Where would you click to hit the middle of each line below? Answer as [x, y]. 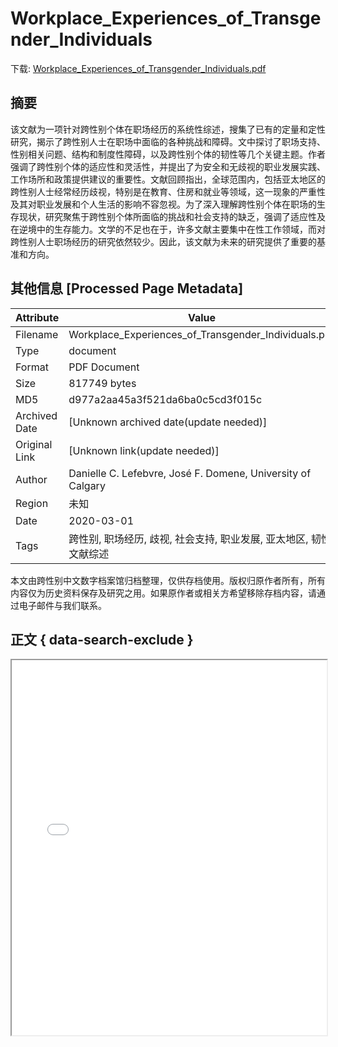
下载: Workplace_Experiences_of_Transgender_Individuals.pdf [138, 68]
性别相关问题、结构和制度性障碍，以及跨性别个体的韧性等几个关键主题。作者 [168, 154]
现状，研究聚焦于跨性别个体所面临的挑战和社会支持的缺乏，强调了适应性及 [172, 216]
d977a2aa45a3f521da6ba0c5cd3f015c [165, 399]
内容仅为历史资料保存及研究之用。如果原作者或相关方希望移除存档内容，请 [163, 593]
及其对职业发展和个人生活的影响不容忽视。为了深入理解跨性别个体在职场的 [163, 204]
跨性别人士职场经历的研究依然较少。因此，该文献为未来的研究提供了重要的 [163, 241]
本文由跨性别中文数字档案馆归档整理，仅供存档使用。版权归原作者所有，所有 [168, 580]
